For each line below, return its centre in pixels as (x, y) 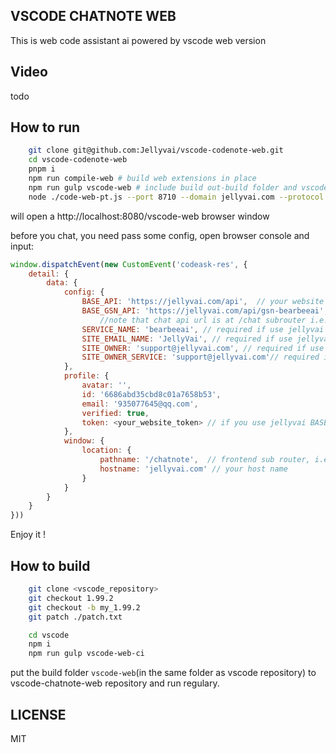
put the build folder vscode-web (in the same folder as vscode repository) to (163, 673)
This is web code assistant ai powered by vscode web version (138, 40)
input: (22, 246)
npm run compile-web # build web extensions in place (142, 179)
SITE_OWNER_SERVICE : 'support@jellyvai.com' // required (200, 357)
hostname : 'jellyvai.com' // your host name (193, 469)
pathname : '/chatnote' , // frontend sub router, (205, 460)
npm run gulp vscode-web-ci (86, 654)
